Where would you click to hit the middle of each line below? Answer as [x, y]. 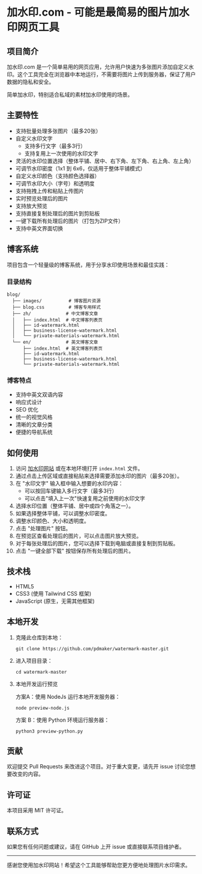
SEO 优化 [27, 410]
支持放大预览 [31, 206]
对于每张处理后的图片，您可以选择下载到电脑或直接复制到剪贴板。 [97, 543]
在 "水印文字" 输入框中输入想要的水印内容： [69, 483]
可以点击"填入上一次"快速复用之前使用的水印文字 [85, 498]
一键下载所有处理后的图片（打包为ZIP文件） [70, 221]
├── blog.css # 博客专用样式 [57, 307]
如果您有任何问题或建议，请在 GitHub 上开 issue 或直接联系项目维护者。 [96, 847]
